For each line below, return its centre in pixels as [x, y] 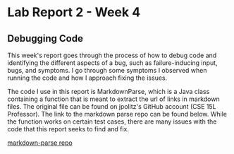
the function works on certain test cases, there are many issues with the [112, 122]
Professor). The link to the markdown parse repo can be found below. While [117, 114]
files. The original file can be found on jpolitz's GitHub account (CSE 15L [112, 106]
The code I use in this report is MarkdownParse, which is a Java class [109, 91]
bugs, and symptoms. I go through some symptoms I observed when [107, 70]
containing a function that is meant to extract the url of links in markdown [113, 99]
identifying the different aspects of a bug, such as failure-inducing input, [112, 63]
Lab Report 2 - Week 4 [74, 12]
